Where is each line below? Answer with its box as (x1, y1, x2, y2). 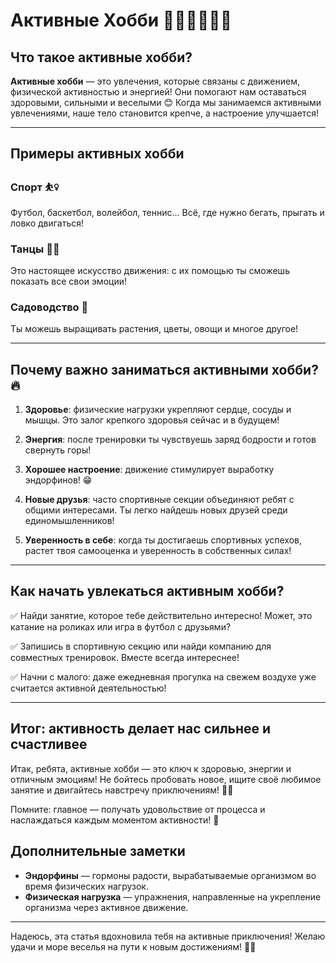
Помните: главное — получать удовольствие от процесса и (10, 803, 266, 815)
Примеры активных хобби (10, 145, 185, 163)
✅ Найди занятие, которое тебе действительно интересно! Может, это (10, 609, 313, 621)
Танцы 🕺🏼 (10, 242, 60, 256)
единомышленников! (24, 515, 115, 527)
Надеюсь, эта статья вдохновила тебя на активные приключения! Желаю (10, 930, 326, 942)
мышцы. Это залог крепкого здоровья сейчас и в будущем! (24, 414, 280, 426)
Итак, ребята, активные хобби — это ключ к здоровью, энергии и (10, 762, 292, 774)
